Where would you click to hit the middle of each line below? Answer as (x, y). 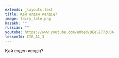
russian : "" (17, 28)
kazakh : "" (16, 23)
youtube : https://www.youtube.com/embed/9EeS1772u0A (59, 32)
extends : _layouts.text (29, 10)
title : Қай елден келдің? (31, 14)
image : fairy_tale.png (28, 19)
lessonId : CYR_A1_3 (25, 37)
